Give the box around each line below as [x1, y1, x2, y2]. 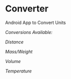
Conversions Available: [5, 29, 52, 35]
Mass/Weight [5, 48, 33, 54]
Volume [5, 58, 21, 64]
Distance [5, 38, 24, 45]
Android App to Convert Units [5, 19, 66, 25]
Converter [5, 3, 48, 14]
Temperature [5, 68, 32, 74]
